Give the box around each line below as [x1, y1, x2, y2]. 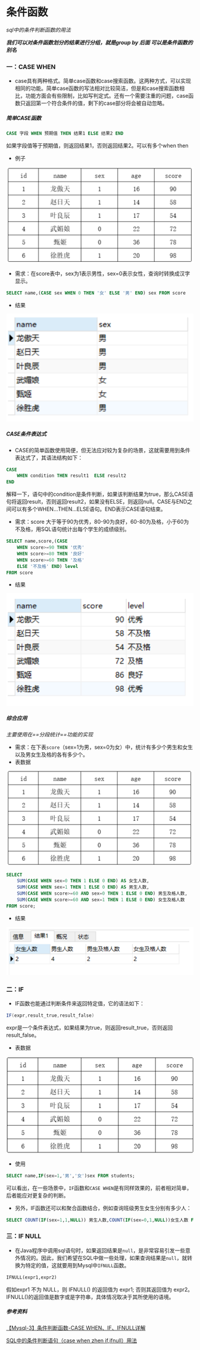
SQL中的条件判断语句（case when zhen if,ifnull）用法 [6, 1337, 137, 1344]
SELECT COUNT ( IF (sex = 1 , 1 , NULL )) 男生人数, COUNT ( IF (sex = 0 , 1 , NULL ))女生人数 [6, 1217, 189, 1223]
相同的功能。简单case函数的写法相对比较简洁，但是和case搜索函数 [14, 85, 180, 92]
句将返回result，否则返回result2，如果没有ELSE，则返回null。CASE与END [6, 498, 187, 505]
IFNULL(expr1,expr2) [6, 1274, 58, 1280]
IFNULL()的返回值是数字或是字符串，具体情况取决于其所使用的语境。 [6, 1293, 174, 1301]
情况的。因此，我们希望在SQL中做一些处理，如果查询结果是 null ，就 [20, 1254, 187, 1261]
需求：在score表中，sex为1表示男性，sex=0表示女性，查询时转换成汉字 [14, 270, 190, 277]
